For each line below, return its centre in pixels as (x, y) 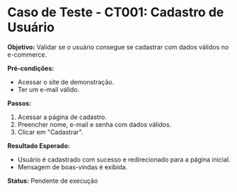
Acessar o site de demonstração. (66, 81)
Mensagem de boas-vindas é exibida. (73, 166)
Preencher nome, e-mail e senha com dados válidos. (94, 124)
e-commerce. (27, 55)
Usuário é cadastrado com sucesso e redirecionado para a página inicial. (124, 159)
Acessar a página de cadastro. (62, 117)
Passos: (19, 103)
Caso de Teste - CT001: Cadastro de (116, 12)
